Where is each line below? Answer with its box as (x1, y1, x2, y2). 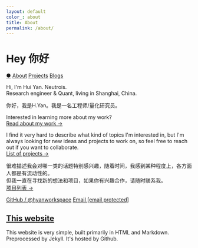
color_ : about (6, 14, 41, 20)
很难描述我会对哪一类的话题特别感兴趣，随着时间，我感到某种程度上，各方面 (6, 163, 192, 170)
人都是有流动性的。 (6, 170, 53, 177)
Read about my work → (6, 120, 63, 127)
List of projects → (6, 150, 49, 157)
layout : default (6, 8, 46, 15)
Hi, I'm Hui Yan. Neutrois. (6, 84, 67, 91)
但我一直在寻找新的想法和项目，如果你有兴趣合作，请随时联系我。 (6, 177, 166, 184)
